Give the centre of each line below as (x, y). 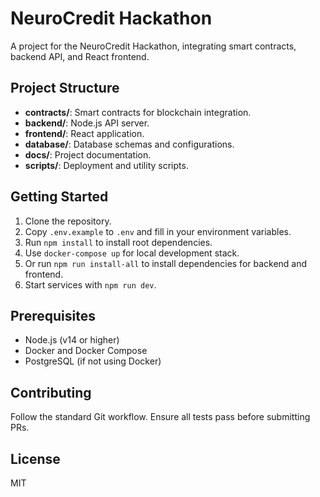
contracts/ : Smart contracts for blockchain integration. (138, 112)
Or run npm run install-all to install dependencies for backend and (166, 263)
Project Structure (65, 88)
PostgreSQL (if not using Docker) (93, 361)
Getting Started (59, 197)
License (35, 458)
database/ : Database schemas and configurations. (129, 144)
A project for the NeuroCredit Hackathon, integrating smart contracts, (153, 46)
